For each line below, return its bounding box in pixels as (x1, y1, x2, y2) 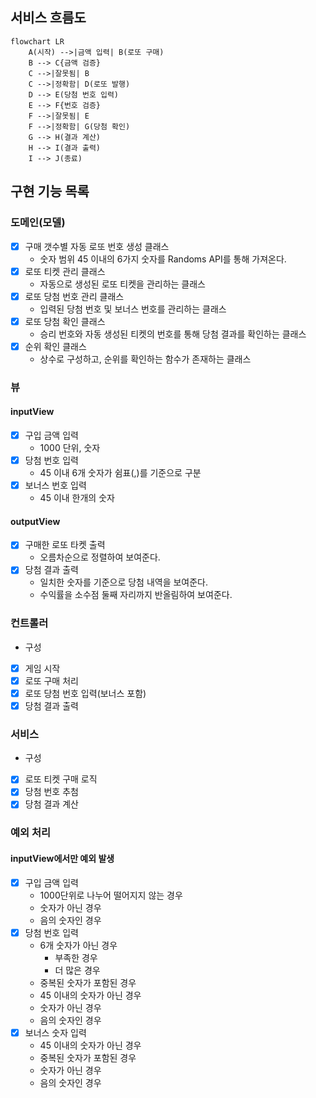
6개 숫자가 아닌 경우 (39, 939, 118, 951)
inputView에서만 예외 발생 (10, 853, 115, 864)
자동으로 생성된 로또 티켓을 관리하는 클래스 (39, 278, 207, 290)
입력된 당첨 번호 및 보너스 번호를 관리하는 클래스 (39, 303, 227, 315)
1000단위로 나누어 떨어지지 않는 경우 (39, 889, 183, 901)
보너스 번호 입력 (24, 479, 87, 492)
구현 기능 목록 (10, 183, 90, 200)
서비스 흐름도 (10, 9, 87, 27)
